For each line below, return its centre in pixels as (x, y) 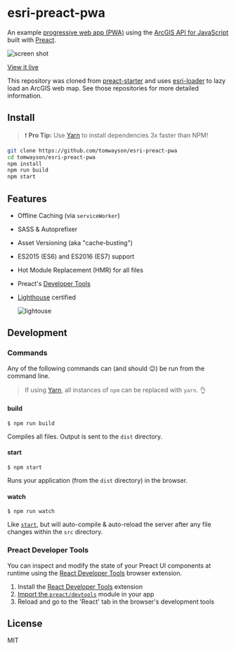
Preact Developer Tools (48, 550)
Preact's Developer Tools (54, 283)
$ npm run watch (31, 512)
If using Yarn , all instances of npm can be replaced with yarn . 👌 (115, 390)
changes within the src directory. (55, 532)
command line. (29, 376)
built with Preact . (32, 39)
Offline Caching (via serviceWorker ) (69, 215)
